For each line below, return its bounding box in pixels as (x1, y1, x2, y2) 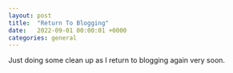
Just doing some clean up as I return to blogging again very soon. (8, 56, 226, 65)
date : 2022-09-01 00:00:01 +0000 (8, 26, 127, 34)
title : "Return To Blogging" (8, 19, 110, 27)
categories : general (8, 33, 78, 42)
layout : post (8, 11, 52, 20)
